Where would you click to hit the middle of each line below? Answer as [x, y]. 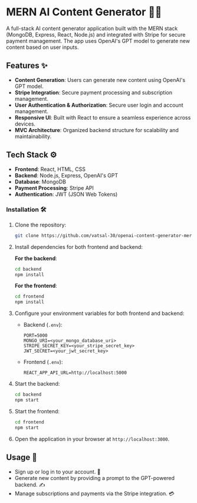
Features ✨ [27, 66]
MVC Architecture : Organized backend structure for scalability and [96, 130]
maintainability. [33, 136]
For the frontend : [36, 286]
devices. [25, 124]
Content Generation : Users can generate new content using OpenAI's [100, 80]
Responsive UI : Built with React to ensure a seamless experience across [103, 117]
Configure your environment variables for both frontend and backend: [99, 313]
